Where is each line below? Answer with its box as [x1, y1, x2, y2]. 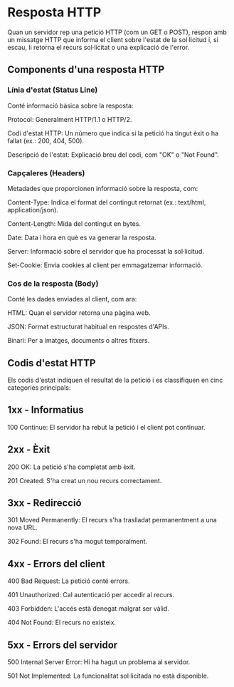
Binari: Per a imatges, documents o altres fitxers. [7, 336, 150, 345]
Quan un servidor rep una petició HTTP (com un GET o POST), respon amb [7, 28, 228, 36]
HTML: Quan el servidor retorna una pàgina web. [7, 309, 151, 317]
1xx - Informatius [7, 404, 84, 416]
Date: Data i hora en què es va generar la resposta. [7, 233, 156, 242]
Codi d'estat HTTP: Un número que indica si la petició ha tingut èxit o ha [7, 129, 219, 138]
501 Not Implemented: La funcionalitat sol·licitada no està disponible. [7, 671, 209, 681]
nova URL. [7, 523, 38, 532]
